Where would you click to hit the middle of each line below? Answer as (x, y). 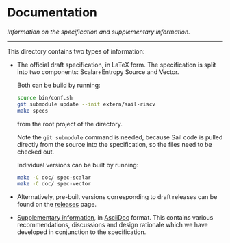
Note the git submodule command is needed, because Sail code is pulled (120, 137)
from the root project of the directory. (70, 124)
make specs (33, 111)
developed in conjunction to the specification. (81, 232)
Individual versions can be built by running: (78, 165)
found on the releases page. (57, 205)
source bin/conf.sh (45, 97)
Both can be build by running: (59, 85)
